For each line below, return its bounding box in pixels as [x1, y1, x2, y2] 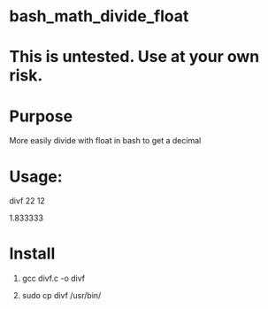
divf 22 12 [9, 196, 46, 206]
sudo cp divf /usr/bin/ [21, 290, 102, 301]
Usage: [9, 166, 64, 187]
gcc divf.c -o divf [21, 273, 86, 284]
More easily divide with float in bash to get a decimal [9, 135, 202, 146]
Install [9, 243, 56, 264]
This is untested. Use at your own [9, 47, 260, 67]
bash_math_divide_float [9, 6, 189, 27]
